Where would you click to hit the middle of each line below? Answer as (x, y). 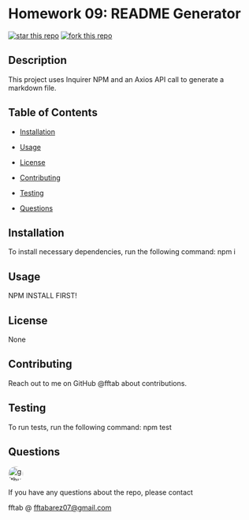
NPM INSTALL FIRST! (43, 296)
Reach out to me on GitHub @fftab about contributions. (98, 383)
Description (37, 60)
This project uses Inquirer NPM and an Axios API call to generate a (116, 79)
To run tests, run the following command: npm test (90, 427)
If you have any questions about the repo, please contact (100, 492)
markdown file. (32, 88)
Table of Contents (53, 112)
